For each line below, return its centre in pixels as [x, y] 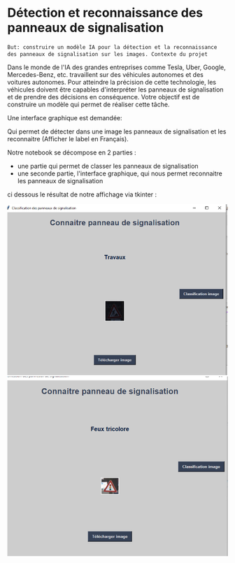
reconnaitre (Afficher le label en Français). [68, 138]
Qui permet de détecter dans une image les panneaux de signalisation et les [117, 131]
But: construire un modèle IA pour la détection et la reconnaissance [112, 47]
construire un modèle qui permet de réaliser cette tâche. [88, 104]
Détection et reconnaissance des [105, 13]
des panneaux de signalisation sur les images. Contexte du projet [108, 54]
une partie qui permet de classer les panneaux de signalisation [108, 166]
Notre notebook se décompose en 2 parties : [72, 152]
